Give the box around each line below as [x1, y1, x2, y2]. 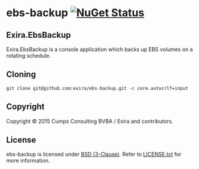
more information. [6, 157, 50, 164]
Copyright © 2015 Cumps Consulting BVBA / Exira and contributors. [6, 117, 173, 125]
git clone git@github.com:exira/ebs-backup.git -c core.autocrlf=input [6, 85, 188, 91]
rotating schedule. [6, 52, 51, 59]
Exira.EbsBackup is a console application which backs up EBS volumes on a [6, 46, 193, 53]
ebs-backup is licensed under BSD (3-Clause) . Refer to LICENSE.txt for [6, 150, 182, 158]
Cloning [6, 70, 36, 80]
